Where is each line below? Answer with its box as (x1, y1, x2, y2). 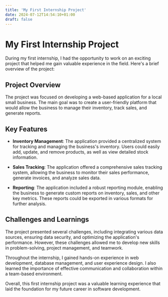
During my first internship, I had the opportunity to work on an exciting (5, 55, 151, 61)
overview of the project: (5, 66, 55, 72)
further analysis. (12, 201, 47, 207)
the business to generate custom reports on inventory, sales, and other (12, 190, 160, 196)
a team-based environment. (5, 271, 63, 277)
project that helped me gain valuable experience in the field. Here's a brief (5, 61, 159, 67)
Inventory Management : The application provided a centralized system (12, 138, 161, 144)
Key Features (5, 125, 48, 133)
